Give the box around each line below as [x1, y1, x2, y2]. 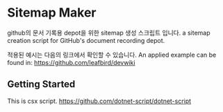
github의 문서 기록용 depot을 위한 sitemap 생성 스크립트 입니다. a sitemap [7, 28, 210, 37]
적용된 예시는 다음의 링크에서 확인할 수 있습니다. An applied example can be [7, 50, 217, 59]
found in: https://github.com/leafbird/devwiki [7, 58, 135, 66]
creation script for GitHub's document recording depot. [7, 36, 165, 44]
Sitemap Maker [7, 5, 97, 21]
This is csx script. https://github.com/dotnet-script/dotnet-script [7, 97, 192, 105]
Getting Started [7, 78, 76, 91]
